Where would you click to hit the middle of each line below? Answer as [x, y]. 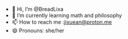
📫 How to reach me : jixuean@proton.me [62, 22]
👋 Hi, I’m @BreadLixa [38, 9]
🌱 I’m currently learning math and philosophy [67, 15]
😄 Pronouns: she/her [38, 30]
